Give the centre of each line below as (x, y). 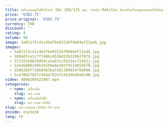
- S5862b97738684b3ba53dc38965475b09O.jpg (54, 70)
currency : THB (20, 24)
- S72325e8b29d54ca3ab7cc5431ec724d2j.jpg (54, 61)
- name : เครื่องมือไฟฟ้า (28, 98)
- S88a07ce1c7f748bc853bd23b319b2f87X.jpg (54, 56)
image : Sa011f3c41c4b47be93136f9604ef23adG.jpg (56, 42)
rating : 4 (15, 33)
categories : (17, 84)
